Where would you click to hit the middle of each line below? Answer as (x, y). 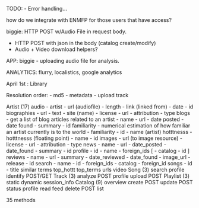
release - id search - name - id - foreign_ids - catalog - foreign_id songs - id (99, 163)
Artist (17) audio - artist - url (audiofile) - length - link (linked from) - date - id (100, 107)
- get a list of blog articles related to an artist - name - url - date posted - (95, 119)
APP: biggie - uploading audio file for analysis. (63, 61)
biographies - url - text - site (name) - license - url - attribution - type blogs (98, 113)
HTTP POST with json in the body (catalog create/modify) (85, 43)
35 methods (21, 200)
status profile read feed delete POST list (55, 188)
